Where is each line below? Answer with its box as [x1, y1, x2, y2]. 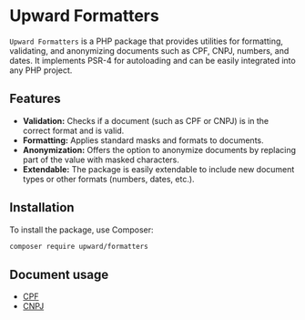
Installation [9, 200, 75, 215]
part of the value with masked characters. [22, 154, 180, 165]
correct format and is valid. [22, 125, 125, 136]
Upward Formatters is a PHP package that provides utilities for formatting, [9, 36, 284, 46]
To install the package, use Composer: [9, 224, 154, 235]
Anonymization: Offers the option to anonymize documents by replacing [22, 144, 296, 155]
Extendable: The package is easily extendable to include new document [22, 163, 295, 174]
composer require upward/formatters [9, 242, 148, 251]
